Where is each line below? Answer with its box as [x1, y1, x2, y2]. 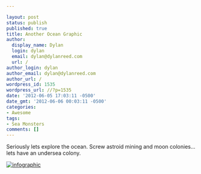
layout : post [6, 14, 39, 20]
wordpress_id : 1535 [6, 82, 56, 88]
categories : [6, 104, 36, 110]
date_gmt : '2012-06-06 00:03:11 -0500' [6, 98, 107, 105]
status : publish [6, 19, 47, 26]
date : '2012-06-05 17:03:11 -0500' [6, 93, 96, 99]
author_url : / [6, 76, 42, 82]
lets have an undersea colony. [6, 149, 81, 157]
